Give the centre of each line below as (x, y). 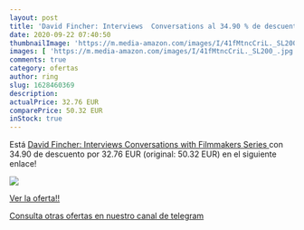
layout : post (34, 18)
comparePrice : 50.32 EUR (56, 110)
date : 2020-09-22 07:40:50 (60, 34)
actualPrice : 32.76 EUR (54, 102)
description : (34, 93)
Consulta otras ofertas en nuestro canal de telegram (107, 216)
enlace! (23, 164)
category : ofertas (44, 69)
